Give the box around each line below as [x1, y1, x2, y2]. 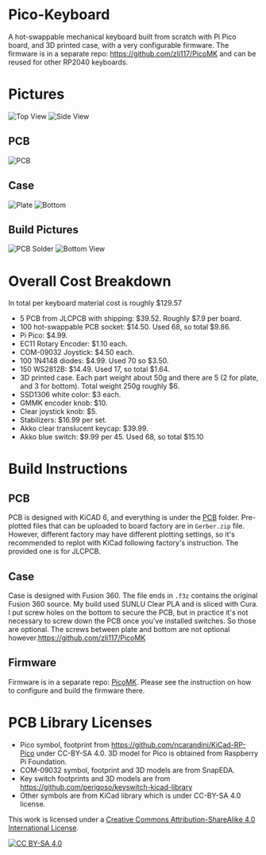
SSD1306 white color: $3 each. [19, 390, 121, 400]
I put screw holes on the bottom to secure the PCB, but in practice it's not [8, 607, 249, 618]
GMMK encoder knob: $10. [19, 398, 108, 408]
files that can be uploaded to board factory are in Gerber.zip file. [33, 521, 245, 531]
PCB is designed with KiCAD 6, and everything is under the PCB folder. [8, 513, 240, 522]
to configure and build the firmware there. [8, 685, 145, 695]
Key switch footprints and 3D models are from [19, 774, 171, 783]
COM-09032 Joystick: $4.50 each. [19, 348, 135, 357]
